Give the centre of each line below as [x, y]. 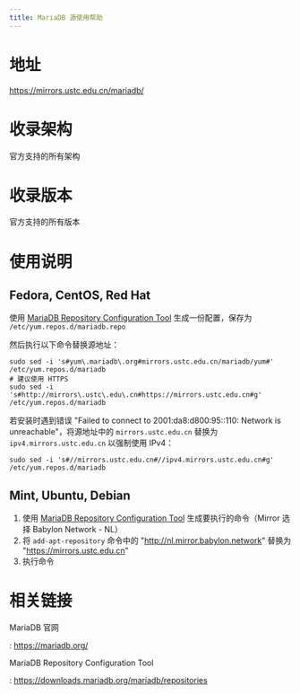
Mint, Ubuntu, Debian [70, 495]
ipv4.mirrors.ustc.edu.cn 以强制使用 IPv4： [92, 443]
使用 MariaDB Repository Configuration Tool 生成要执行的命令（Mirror [151, 518]
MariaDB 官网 [34, 628]
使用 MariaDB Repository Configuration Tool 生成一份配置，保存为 [131, 318]
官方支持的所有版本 [45, 222]
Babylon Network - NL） [78, 530]
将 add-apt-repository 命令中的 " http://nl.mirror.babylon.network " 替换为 [157, 540]
